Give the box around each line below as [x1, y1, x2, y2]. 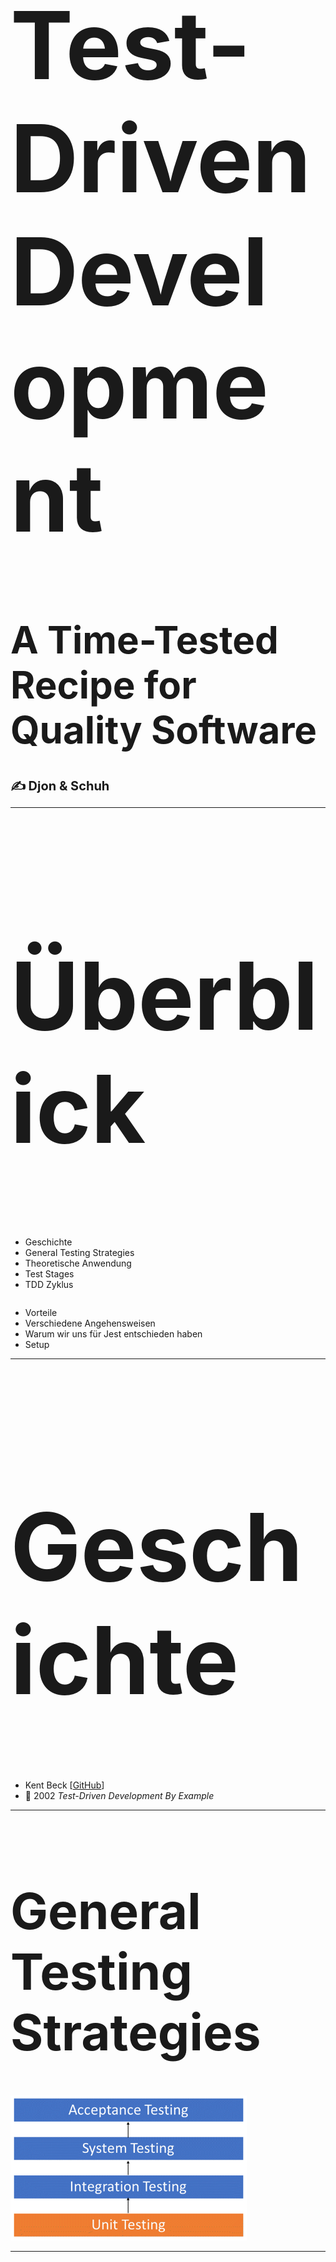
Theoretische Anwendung [24, 1257, 132, 1270]
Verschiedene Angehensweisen [24, 1317, 156, 1330]
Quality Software [10, 706, 318, 753]
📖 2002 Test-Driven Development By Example [24, 1789, 215, 1801]
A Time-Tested [10, 616, 279, 663]
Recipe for [10, 661, 197, 708]
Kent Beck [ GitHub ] [24, 1779, 105, 1791]
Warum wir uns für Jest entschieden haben [24, 1328, 203, 1340]
